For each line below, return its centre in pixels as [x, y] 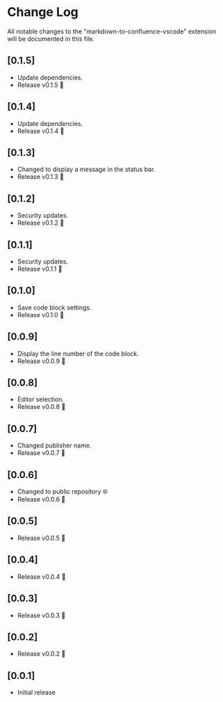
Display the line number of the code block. [78, 353]
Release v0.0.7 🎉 [41, 453]
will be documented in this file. [51, 38]
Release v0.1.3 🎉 [41, 177]
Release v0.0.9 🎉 [41, 361]
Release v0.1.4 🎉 [41, 131]
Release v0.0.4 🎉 [41, 576]
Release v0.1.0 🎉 [41, 314]
